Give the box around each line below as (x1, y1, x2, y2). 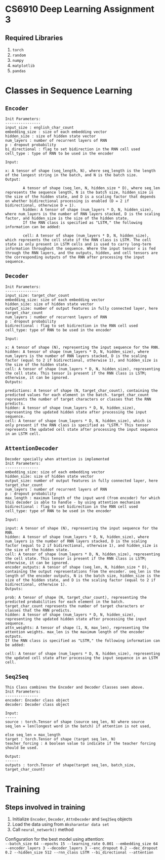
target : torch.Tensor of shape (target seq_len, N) (5, 737, 116, 742)
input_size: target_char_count (5, 293, 70, 298)
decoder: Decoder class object (5, 702, 70, 707)
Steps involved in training (5, 803, 85, 812)
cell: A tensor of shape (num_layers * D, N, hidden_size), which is (5, 418, 152, 423)
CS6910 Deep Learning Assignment (5, 3, 155, 15)
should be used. (5, 745, 39, 750)
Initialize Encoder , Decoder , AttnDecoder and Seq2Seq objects (12, 816, 132, 822)
